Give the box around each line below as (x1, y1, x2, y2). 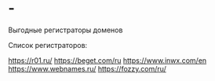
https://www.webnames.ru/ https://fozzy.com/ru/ (8, 64, 166, 73)
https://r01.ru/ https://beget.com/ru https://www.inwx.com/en (8, 55, 207, 65)
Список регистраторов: (8, 40, 88, 50)
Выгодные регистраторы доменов (8, 25, 123, 35)
